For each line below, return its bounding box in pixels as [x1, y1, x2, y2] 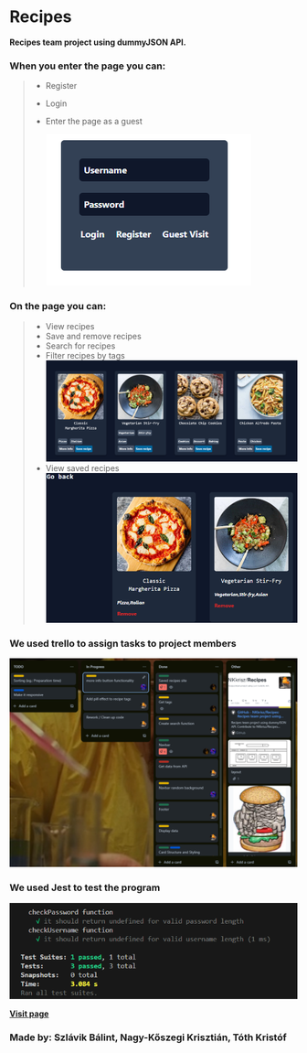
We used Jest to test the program [9, 881, 161, 894]
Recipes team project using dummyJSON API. [9, 37, 186, 48]
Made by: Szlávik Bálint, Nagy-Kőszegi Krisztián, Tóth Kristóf [9, 1031, 287, 1044]
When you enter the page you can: [9, 59, 166, 72]
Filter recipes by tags [45, 349, 125, 360]
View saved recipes [45, 463, 120, 474]
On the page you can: [9, 300, 107, 313]
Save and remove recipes [45, 330, 142, 341]
